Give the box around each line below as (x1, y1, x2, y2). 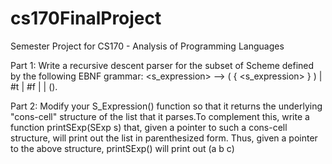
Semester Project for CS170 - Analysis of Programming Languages (10, 40, 285, 52)
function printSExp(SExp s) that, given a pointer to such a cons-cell (10, 121, 288, 133)
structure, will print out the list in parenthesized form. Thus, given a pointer (10, 132, 318, 144)
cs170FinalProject (10, 7, 162, 30)
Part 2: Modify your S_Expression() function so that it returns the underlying (10, 100, 323, 112)
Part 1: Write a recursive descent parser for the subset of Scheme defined (10, 59, 315, 71)
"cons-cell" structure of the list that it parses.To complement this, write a (10, 110, 310, 122)
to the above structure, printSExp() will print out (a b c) (10, 142, 235, 154)
